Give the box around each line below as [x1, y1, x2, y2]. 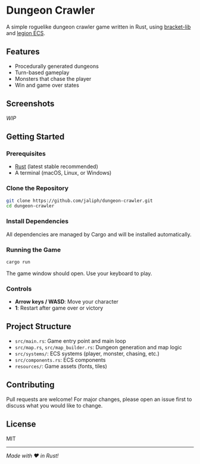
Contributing [6, 380, 55, 390]
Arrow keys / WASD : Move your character [14, 298, 119, 305]
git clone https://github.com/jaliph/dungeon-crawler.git [6, 197, 153, 204]
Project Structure [6, 321, 71, 332]
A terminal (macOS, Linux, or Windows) [14, 169, 112, 176]
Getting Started [6, 131, 65, 141]
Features [6, 47, 40, 57]
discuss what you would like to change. [6, 402, 103, 409]
